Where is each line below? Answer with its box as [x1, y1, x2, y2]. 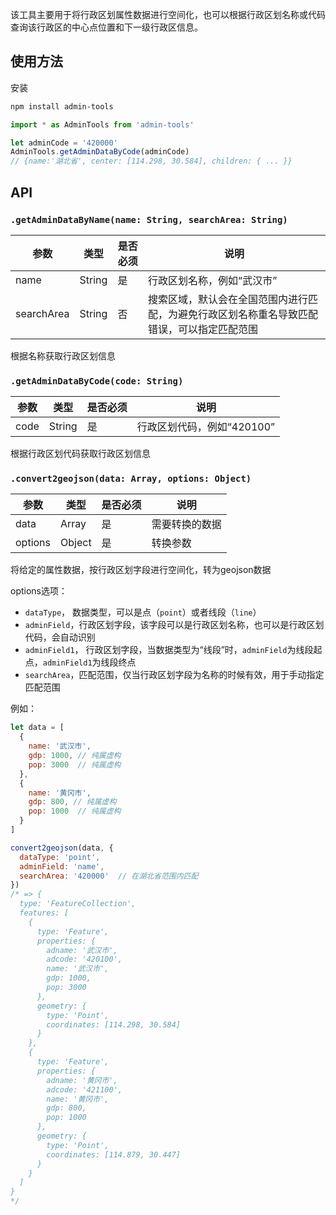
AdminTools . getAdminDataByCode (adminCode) [10, 147, 190, 157]
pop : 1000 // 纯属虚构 [28, 806, 122, 817]
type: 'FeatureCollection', [19, 899, 137, 909]
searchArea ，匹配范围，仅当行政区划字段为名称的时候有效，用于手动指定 [24, 669, 325, 681]
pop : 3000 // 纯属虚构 [28, 759, 122, 770]
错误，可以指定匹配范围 [148, 322, 259, 336]
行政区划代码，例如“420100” [136, 420, 276, 434]
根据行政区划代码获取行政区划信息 [10, 448, 151, 460]
